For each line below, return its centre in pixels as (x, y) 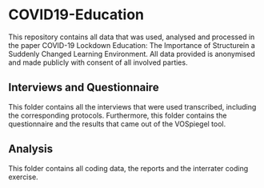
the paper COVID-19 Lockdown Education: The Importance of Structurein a (132, 45)
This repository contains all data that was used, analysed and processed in (132, 37)
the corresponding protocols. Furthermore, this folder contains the (118, 115)
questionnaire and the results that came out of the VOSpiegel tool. (117, 124)
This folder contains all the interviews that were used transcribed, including (132, 106)
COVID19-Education (76, 15)
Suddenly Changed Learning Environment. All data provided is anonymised (132, 54)
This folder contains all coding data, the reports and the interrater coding (128, 168)
